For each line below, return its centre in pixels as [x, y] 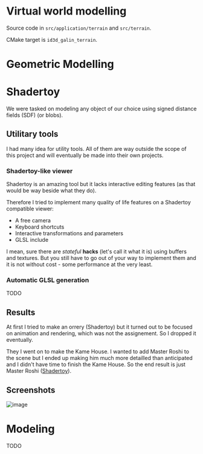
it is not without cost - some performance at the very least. [79, 264]
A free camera [33, 221]
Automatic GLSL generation [48, 280]
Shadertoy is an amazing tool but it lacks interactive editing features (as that [101, 184]
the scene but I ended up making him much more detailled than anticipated [100, 358]
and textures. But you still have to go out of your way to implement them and [101, 258]
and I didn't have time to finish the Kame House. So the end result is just [96, 364]
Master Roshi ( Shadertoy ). [39, 371]
